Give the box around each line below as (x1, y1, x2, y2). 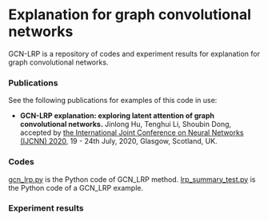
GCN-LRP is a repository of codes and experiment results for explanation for (8, 49, 260, 58)
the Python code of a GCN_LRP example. (8, 183, 144, 192)
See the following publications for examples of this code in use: (8, 96, 218, 105)
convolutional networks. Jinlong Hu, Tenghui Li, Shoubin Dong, (19, 120, 232, 129)
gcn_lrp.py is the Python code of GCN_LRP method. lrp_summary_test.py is (8, 174, 256, 184)
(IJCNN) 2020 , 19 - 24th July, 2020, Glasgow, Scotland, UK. (19, 136, 218, 146)
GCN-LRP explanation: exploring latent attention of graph (19, 111, 214, 120)
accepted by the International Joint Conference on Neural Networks (19, 128, 244, 137)
